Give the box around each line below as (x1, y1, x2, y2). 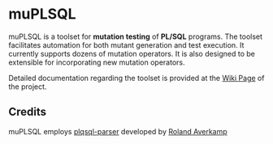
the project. (8, 82, 47, 91)
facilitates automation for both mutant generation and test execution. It (8, 40, 245, 49)
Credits (8, 105, 47, 119)
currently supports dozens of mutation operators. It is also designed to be (8, 49, 256, 58)
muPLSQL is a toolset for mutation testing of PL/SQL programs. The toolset (8, 32, 262, 41)
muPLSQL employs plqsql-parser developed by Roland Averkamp (8, 126, 227, 136)
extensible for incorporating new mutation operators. (8, 57, 185, 67)
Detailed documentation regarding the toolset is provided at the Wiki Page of (8, 73, 265, 83)
